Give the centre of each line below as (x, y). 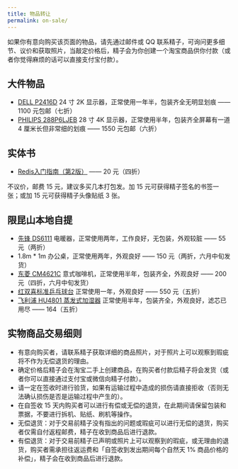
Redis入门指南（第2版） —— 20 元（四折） (80, 171)
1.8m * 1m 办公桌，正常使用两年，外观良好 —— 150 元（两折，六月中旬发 (124, 256)
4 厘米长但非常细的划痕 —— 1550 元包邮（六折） (89, 129)
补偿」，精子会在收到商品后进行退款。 (72, 458)
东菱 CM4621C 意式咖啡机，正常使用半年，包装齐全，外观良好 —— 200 (122, 273)
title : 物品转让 (29, 14)
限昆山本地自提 (40, 220)
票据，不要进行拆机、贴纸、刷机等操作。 (76, 414)
